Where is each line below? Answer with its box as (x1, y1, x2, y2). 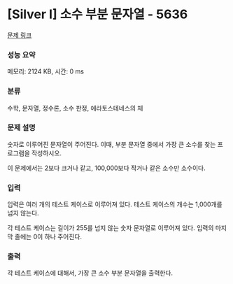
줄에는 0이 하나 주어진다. (14, 232, 83, 241)
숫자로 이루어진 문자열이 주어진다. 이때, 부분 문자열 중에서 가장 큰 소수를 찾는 (7, 140, 216, 148)
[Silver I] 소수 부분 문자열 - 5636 (7, 6, 188, 22)
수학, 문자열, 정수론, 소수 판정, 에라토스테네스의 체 (7, 104, 143, 112)
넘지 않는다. (7, 209, 40, 218)
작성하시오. (31, 148, 62, 157)
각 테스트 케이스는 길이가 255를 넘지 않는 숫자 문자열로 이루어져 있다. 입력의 (7, 224, 214, 232)
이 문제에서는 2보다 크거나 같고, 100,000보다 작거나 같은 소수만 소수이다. (7, 164, 206, 172)
